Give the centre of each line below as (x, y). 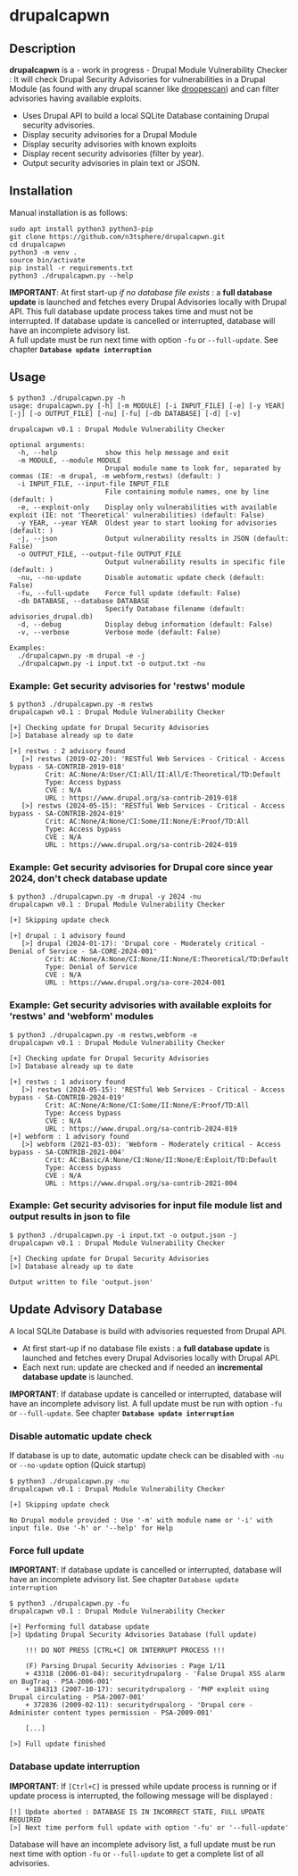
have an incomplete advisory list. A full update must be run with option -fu (146, 1403)
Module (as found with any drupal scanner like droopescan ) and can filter (144, 89)
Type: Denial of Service (91, 967)
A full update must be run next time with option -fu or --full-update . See (144, 339)
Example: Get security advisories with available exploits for (141, 1005)
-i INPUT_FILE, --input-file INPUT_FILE (93, 484)
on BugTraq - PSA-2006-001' (62, 1682)
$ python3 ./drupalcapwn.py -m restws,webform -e (103, 1035)
